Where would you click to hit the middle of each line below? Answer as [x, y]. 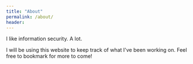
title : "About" [25, 11]
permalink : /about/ [30, 17]
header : [15, 22]
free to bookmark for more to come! [49, 56]
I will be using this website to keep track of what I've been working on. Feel [96, 50]
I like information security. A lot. [44, 39]
